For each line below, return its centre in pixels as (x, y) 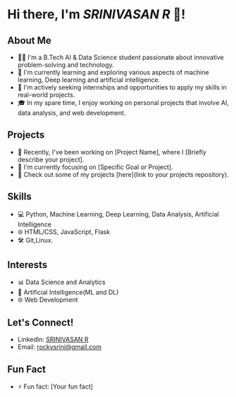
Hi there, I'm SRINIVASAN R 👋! (97, 14)
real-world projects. (46, 95)
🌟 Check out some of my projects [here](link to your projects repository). (123, 174)
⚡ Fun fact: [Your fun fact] (55, 386)
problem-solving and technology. (66, 65)
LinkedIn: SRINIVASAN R (53, 340)
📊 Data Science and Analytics (61, 282)
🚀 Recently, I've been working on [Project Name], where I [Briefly (112, 152)
